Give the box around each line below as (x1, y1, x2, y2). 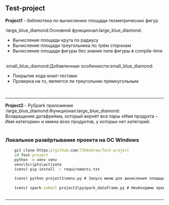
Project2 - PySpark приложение (5, 102, 74, 108)
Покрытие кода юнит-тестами (12, 73, 77, 79)
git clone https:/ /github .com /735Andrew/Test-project (14, 148, 129, 153)
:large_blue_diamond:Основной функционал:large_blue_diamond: (5, 27, 142, 33)
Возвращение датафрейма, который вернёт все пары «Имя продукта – (5, 113, 158, 119)
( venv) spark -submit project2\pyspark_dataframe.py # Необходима (14, 185, 154, 191)
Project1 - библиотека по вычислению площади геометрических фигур (5, 17, 158, 23)
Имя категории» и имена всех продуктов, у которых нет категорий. (5, 118, 151, 124)
